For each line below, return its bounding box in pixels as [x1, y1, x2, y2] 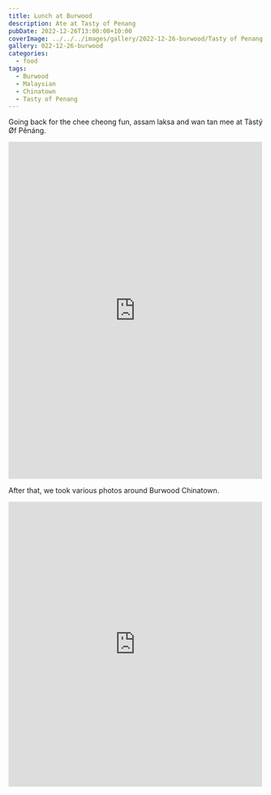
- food [15, 58, 38, 66]
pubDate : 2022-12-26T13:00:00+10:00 [8, 27, 132, 35]
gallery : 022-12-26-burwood [8, 42, 104, 50]
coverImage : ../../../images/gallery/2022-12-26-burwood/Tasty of [8, 34, 238, 43]
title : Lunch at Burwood [8, 11, 92, 20]
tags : [8, 65, 27, 73]
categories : [8, 49, 49, 58]
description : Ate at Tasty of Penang [8, 19, 136, 28]
